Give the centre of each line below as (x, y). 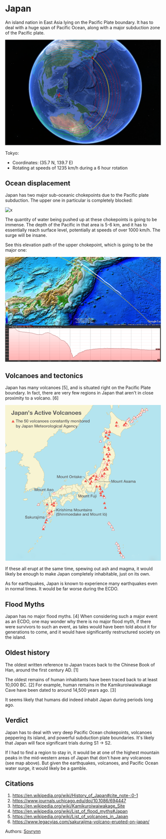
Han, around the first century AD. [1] (42, 670)
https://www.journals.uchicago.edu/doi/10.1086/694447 (69, 801)
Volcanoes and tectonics (44, 375)
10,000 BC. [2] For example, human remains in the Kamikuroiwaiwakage (78, 685)
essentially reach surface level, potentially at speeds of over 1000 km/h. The (83, 230)
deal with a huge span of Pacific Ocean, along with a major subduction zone (83, 27)
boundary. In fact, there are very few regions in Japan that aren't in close (79, 393)
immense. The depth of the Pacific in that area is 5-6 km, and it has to (76, 225)
